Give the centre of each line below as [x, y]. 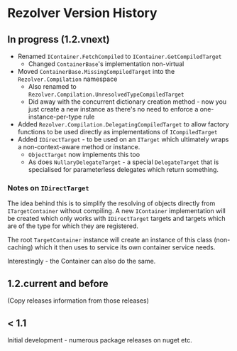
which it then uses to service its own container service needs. [125, 247]
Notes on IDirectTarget [49, 188]
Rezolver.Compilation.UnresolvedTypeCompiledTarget [106, 94]
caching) [20, 247]
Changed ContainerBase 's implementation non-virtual [106, 64]
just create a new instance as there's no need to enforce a [113, 109]
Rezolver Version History [82, 13]
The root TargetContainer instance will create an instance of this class [110, 240]
